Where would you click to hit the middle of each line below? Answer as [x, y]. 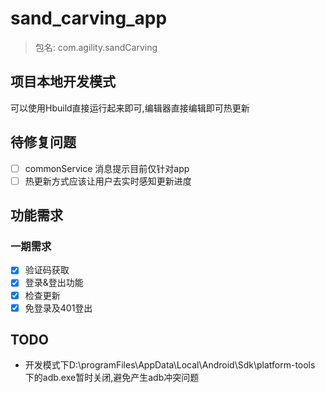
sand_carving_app [89, 18]
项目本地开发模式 [63, 82]
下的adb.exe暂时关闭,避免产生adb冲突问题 [112, 378]
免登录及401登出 [58, 308]
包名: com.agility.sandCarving [96, 47]
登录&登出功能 [54, 283]
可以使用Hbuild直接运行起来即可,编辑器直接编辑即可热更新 [130, 108]
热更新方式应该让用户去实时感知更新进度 [108, 181]
